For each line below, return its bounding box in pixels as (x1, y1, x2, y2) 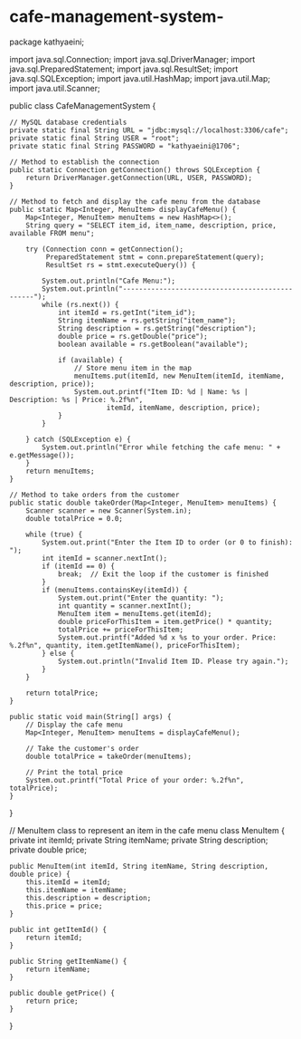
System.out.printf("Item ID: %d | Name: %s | (73, 387, 249, 396)
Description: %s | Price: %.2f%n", (9, 395, 144, 404)
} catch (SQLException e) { (25, 435, 131, 444)
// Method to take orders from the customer (9, 490, 180, 499)
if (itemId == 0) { (42, 562, 116, 571)
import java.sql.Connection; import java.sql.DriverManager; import (9, 53, 256, 64)
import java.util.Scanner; (9, 82, 101, 93)
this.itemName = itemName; (25, 885, 127, 894)
